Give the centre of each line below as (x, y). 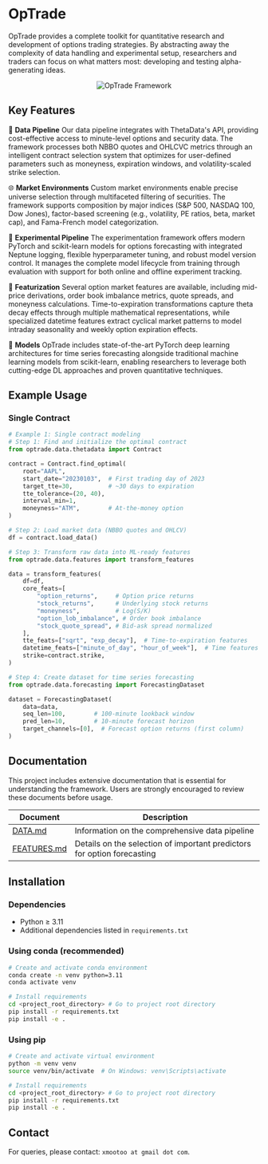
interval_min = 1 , (50, 501)
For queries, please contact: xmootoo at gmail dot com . (99, 1152)
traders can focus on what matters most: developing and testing (114, 61)
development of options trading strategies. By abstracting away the (119, 44)
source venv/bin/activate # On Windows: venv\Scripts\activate (117, 1071)
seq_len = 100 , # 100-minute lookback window (108, 714)
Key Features (42, 111)
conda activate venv (43, 983)
